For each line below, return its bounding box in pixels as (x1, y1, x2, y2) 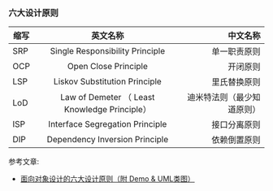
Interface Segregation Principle (48, 119, 167, 130)
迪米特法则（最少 (186, 92, 253, 103)
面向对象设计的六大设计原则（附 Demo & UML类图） (19, 174, 195, 184)
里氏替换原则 (210, 76, 261, 88)
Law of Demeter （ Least (60, 92, 155, 103)
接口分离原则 (210, 119, 261, 131)
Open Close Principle (67, 61, 149, 72)
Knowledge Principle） (63, 104, 152, 115)
